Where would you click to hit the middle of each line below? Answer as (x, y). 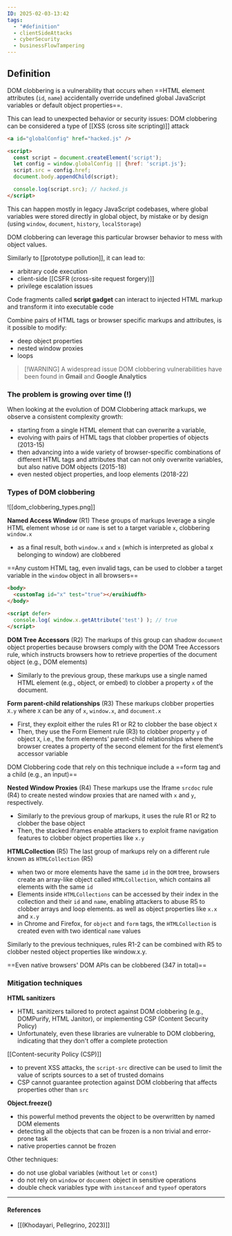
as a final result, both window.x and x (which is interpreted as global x (115, 547)
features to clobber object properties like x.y (81, 837)
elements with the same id (55, 887)
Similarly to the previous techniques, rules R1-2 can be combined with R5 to (115, 944)
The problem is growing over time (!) (69, 394)
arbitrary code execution (52, 271)
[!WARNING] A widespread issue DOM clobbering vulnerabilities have (123, 369)
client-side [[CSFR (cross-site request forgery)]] (86, 278)
